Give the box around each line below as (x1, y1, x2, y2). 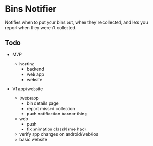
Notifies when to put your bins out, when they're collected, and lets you (5, 19, 148, 25)
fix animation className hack (26, 126, 87, 132)
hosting (19, 61, 35, 66)
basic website (19, 136, 48, 142)
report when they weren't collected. (5, 24, 77, 30)
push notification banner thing (26, 111, 87, 116)
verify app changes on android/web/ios (19, 131, 99, 137)
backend (26, 66, 45, 72)
